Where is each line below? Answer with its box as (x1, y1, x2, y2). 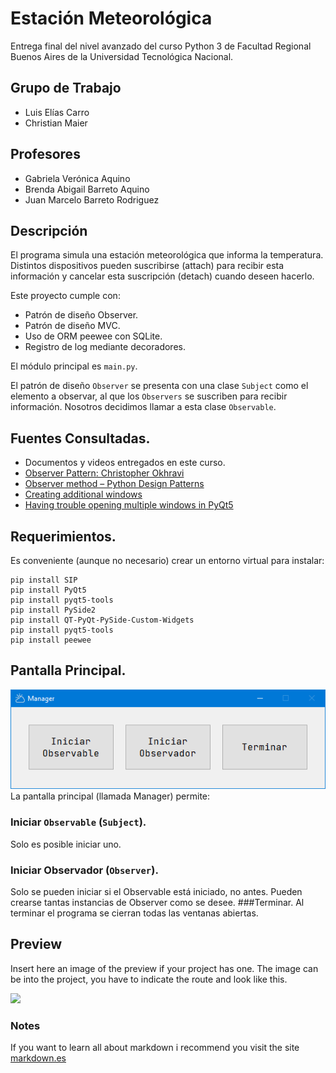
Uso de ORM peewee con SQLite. (24, 330, 163, 342)
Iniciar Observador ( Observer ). (10, 863, 159, 877)
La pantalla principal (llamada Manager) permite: (10, 790, 211, 802)
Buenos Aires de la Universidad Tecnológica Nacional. (10, 50, 234, 62)
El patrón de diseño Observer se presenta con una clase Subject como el (10, 380, 309, 392)
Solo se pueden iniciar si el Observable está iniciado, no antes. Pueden (10, 885, 303, 897)
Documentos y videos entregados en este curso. (24, 457, 226, 469)
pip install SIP (10, 575, 78, 585)
